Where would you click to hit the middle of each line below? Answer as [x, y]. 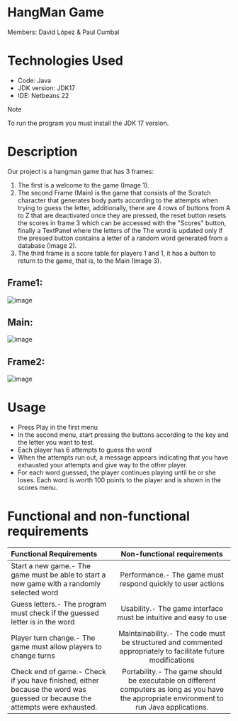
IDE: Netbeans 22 [43, 95]
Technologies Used [66, 61]
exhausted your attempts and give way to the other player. [102, 465]
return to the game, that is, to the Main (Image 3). [89, 261]
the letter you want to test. [56, 443]
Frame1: [25, 283]
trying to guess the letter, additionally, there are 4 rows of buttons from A [124, 207]
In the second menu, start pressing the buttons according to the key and [123, 435]
